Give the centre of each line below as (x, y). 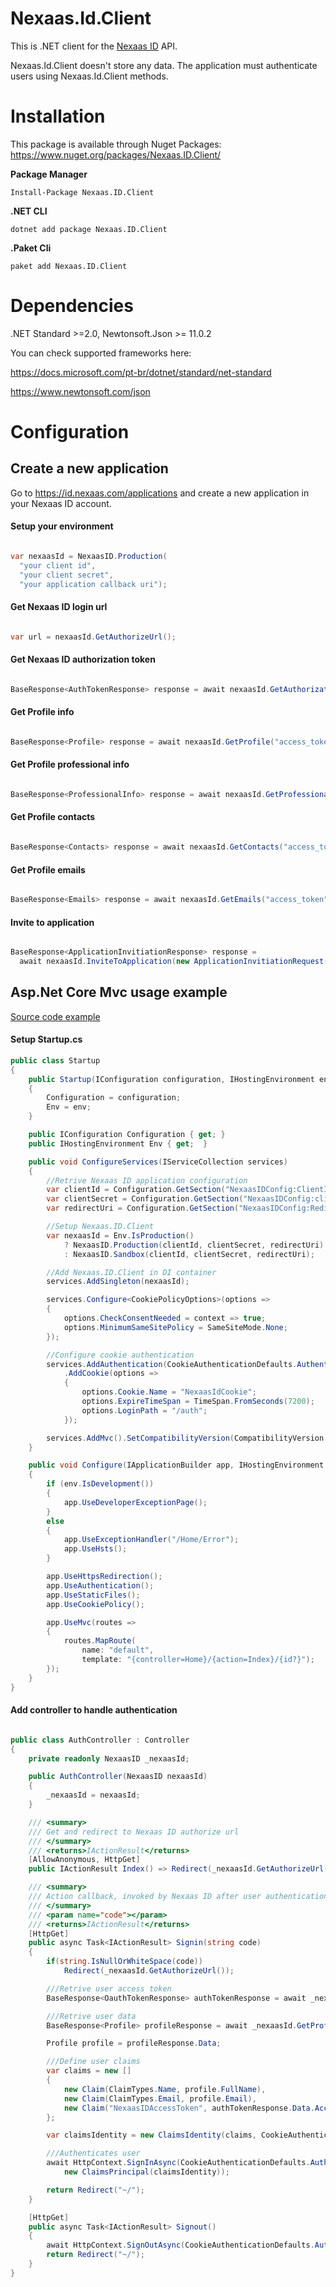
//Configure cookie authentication (120, 1355)
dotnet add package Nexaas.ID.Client (89, 229)
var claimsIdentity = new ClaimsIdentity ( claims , (151, 2135)
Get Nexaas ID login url (59, 607)
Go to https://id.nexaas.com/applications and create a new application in (160, 493)
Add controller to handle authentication (94, 1710)
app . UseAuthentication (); (100, 1585)
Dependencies (72, 306)
